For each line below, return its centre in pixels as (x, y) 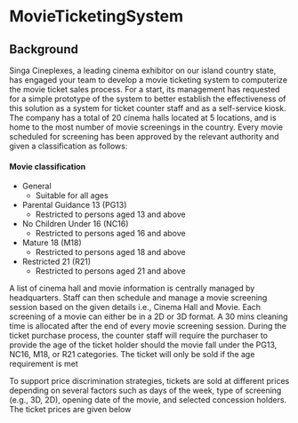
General (36, 186)
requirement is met (44, 364)
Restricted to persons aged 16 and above (110, 234)
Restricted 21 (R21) (56, 262)
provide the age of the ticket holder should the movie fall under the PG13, (143, 345)
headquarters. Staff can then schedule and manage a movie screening (138, 298)
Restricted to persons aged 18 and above (110, 252)
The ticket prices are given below (70, 410)
